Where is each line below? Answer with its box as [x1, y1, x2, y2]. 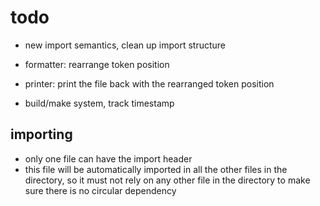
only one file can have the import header [24, 152, 193, 165]
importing [10, 126, 73, 143]
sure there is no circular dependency [24, 184, 177, 196]
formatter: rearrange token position [24, 58, 170, 70]
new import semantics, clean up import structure [24, 39, 227, 51]
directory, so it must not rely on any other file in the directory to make [24, 174, 311, 186]
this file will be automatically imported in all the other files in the [24, 163, 288, 175]
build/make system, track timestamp [24, 97, 175, 109]
